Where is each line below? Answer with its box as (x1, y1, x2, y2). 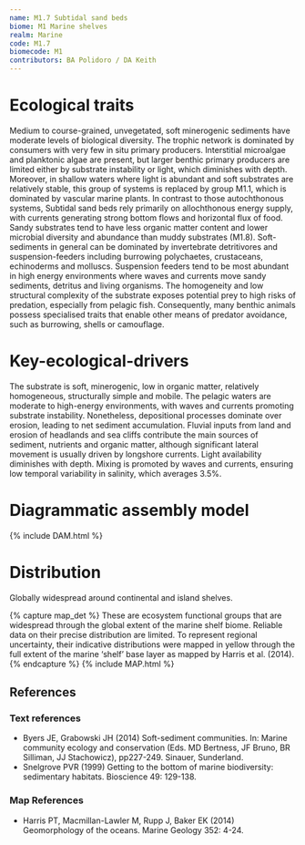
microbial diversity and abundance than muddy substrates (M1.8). (9, 232, 256, 242)
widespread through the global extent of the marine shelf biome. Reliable (9, 619, 283, 630)
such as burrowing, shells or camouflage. (9, 318, 165, 329)
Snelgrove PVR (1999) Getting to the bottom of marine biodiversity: (22, 762, 274, 773)
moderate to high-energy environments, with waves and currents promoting (9, 400, 294, 411)
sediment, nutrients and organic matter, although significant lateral (9, 438, 259, 449)
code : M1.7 (9, 38, 51, 48)
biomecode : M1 (9, 47, 64, 57)
